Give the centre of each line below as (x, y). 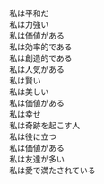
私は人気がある (37, 69)
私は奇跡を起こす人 (45, 125)
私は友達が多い (37, 159)
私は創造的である (41, 58)
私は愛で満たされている (52, 170)
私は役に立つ (33, 136)
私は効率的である (41, 47)
